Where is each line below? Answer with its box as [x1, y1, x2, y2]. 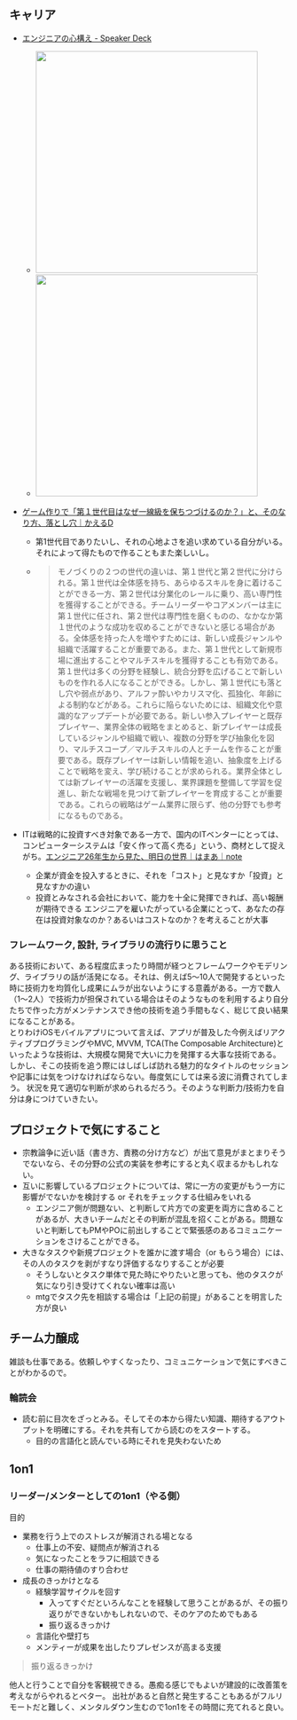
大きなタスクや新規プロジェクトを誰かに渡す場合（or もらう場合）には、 [21, 1246, 289, 1257]
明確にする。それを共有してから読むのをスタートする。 [52, 1425, 255, 1435]
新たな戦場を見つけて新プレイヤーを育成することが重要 [81, 788, 283, 798]
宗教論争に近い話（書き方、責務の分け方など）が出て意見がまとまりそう [21, 1147, 286, 1158]
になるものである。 [57, 810, 129, 821]
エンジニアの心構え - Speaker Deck [21, 33, 152, 43]
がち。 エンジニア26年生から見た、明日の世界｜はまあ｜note [21, 851, 243, 861]
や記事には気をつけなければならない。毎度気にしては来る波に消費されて [9, 1072, 273, 1082]
